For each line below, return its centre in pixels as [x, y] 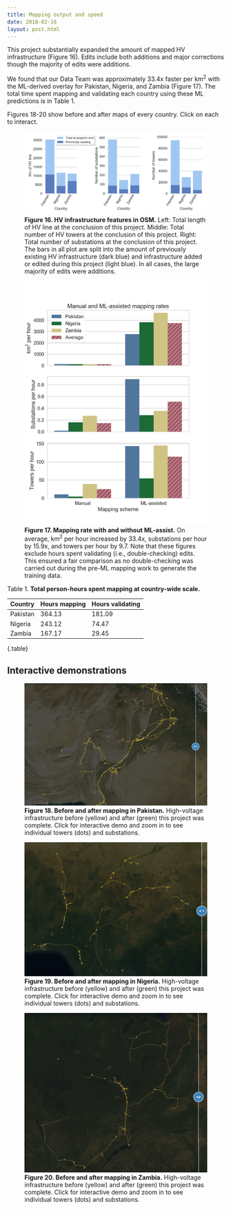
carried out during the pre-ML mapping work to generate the [111, 568]
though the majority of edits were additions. [69, 64]
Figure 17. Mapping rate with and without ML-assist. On [105, 530]
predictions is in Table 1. [41, 101]
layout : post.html [33, 29]
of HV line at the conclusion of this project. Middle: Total [104, 227]
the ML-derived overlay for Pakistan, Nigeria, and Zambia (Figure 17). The [111, 86]
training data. [43, 575]
